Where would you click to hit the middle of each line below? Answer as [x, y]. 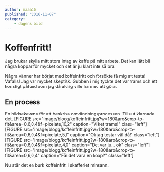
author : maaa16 [21, 10]
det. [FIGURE [18, 119]
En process [23, 102]
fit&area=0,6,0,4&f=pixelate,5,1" [37, 135]
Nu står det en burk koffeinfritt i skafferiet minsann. [57, 165]
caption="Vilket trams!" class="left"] [110, 124]
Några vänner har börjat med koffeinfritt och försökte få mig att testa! [75, 76]
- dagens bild [28, 23]
